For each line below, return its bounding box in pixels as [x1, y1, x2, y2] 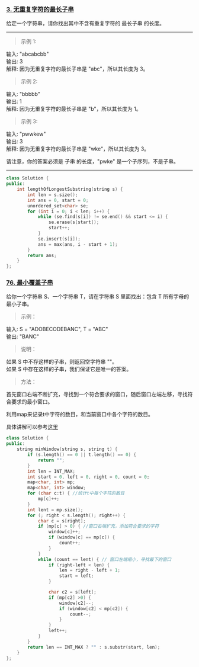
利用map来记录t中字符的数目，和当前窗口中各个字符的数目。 [6, 411, 154, 418]
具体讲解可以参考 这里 [6, 424, 58, 431]
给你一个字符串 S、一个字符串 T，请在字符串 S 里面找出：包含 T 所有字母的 [6, 293, 190, 300]
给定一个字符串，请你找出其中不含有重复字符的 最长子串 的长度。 [6, 20, 165, 27]
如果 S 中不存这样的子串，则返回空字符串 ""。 [6, 358, 117, 365]
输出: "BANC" [6, 333, 40, 340]
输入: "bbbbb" [6, 91, 40, 98]
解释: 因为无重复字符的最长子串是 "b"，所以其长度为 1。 [6, 105, 142, 113]
